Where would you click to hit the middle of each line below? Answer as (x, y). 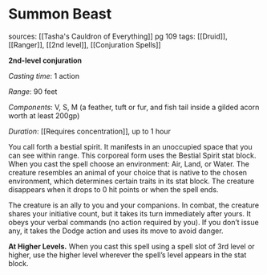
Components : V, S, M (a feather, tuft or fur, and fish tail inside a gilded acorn (134, 107)
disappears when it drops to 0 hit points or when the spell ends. (113, 189)
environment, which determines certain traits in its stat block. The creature (131, 181)
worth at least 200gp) (44, 115)
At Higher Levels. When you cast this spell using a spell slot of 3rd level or (131, 246)
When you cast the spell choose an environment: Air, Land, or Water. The (129, 164)
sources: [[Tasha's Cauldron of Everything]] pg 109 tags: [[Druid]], (118, 36)
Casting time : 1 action (44, 76)
